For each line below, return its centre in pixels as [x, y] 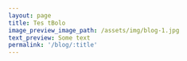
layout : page [30, 15]
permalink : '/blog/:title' [53, 45]
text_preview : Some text [49, 38]
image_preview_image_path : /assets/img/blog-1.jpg [94, 30]
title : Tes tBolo [37, 23]
